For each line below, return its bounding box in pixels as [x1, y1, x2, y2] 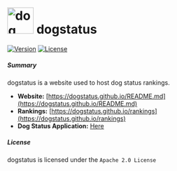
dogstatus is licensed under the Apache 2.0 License [7, 155, 156, 164]
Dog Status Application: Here [17, 121, 104, 130]
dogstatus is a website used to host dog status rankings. [7, 78, 170, 87]
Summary [7, 60, 37, 69]
